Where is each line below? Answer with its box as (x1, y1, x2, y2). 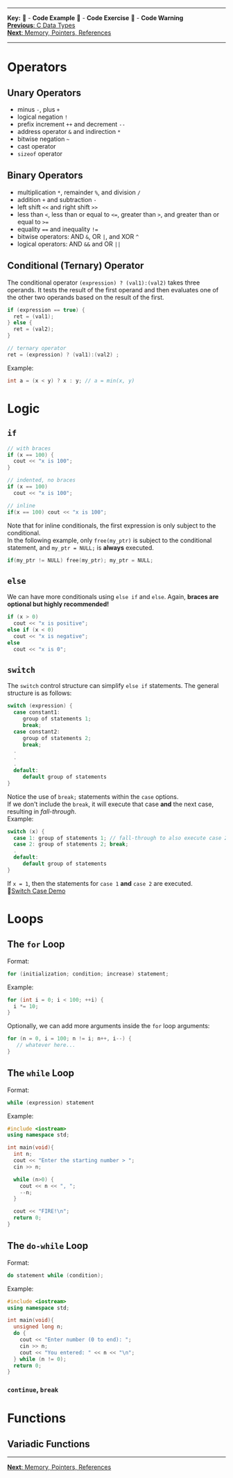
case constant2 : (13, 728, 60, 735)
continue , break (7, 1385, 59, 1395)
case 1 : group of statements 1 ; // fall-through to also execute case (13, 834, 222, 841)
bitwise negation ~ (17, 135, 70, 143)
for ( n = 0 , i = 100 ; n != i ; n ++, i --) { (7, 1035, 132, 1042)
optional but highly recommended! (7, 600, 110, 608)
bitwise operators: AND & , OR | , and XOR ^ (17, 232, 139, 240)
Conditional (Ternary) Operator (7, 260, 144, 271)
